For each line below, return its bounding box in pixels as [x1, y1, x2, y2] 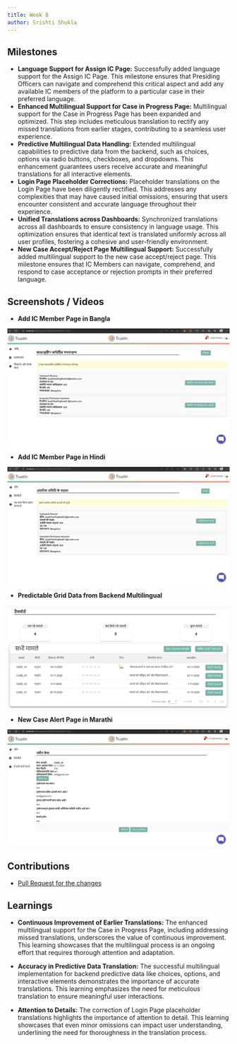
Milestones [7, 46, 58, 58]
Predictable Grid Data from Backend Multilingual [17, 591, 162, 599]
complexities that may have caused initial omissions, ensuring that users [17, 192, 228, 201]
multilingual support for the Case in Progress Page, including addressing [17, 925, 229, 934]
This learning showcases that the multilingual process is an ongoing [17, 941, 215, 949]
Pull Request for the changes [17, 879, 102, 888]
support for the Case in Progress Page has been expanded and [17, 110, 201, 118]
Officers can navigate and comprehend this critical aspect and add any [17, 80, 224, 88]
